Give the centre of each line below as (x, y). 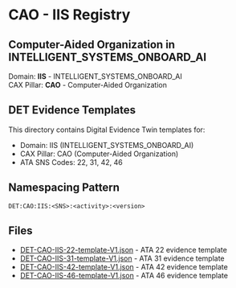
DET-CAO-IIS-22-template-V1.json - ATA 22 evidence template (123, 250)
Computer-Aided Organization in (92, 45)
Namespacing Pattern (64, 188)
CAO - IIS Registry (69, 15)
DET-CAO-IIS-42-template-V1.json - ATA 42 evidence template (124, 267)
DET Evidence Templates (72, 110)
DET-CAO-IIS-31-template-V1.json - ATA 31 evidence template (122, 258)
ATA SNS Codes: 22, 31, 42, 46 (71, 162)
